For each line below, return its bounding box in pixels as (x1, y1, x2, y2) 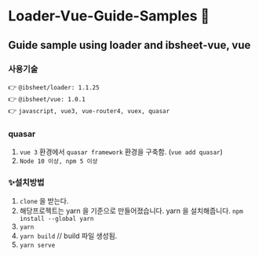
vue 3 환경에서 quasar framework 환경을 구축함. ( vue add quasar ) (19, 147, 224, 156)
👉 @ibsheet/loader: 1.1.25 (8, 82, 100, 91)
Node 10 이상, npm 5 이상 (19, 157, 98, 166)
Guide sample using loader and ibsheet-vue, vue (8, 39, 251, 52)
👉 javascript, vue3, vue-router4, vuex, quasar (8, 105, 170, 115)
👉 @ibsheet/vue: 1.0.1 (8, 94, 86, 103)
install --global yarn (19, 215, 94, 223)
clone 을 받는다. (19, 196, 69, 206)
